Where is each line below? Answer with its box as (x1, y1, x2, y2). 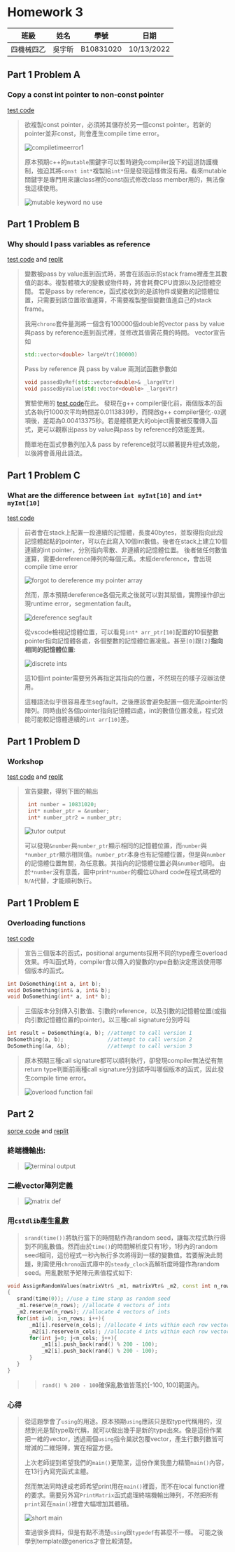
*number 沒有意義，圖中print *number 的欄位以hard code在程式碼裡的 (30, 867, 222, 876)
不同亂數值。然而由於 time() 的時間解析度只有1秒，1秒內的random (30, 1242, 218, 1250)
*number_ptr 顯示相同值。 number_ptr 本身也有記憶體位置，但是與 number (24, 850, 226, 858)
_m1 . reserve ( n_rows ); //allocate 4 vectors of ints (16, 1302, 171, 1309)
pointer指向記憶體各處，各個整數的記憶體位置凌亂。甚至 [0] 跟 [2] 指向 (24, 636, 224, 645)
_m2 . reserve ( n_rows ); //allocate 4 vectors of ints (16, 1309, 171, 1316)
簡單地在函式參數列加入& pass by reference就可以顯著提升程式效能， (24, 440, 224, 448)
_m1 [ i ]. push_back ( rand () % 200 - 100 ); (41, 1341, 158, 1348)
